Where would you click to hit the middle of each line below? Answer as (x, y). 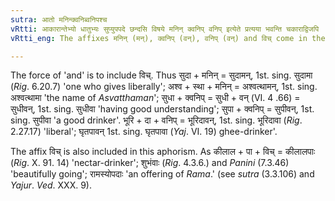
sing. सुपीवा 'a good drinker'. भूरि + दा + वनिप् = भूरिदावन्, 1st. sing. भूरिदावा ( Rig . (156, 120)
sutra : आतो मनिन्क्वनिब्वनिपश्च (59, 19)
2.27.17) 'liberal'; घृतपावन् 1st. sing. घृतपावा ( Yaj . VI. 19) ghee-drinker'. (144, 132)
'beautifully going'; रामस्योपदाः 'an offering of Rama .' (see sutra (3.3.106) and (162, 174)
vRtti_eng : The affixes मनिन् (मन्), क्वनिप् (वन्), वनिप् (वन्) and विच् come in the (168, 38)
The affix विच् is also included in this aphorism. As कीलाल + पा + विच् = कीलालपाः (163, 152)
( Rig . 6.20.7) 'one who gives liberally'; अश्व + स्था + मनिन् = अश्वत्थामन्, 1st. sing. (164, 87)
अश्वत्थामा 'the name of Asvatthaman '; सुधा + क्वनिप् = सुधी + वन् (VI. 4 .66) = (155, 98)
